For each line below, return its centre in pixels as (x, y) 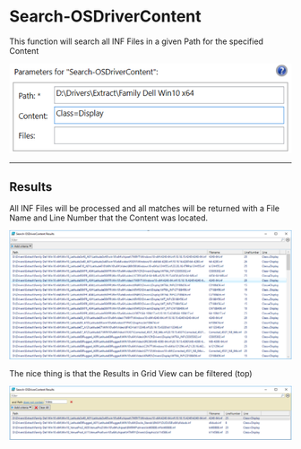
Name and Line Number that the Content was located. (109, 218)
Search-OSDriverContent (105, 17)
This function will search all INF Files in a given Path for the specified (137, 41)
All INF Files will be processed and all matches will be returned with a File (145, 209)
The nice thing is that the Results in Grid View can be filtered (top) (131, 374)
